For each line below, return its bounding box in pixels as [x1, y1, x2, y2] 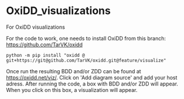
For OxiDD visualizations [6, 23, 66, 30]
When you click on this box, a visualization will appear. [6, 86, 138, 93]
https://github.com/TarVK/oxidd [6, 41, 83, 48]
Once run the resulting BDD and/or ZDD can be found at [6, 67, 142, 74]
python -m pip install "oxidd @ [6, 52, 85, 58]
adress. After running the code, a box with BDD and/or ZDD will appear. [6, 80, 179, 87]
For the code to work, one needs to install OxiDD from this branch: [6, 35, 166, 42]
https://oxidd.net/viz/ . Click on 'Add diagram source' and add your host [6, 74, 178, 81]
